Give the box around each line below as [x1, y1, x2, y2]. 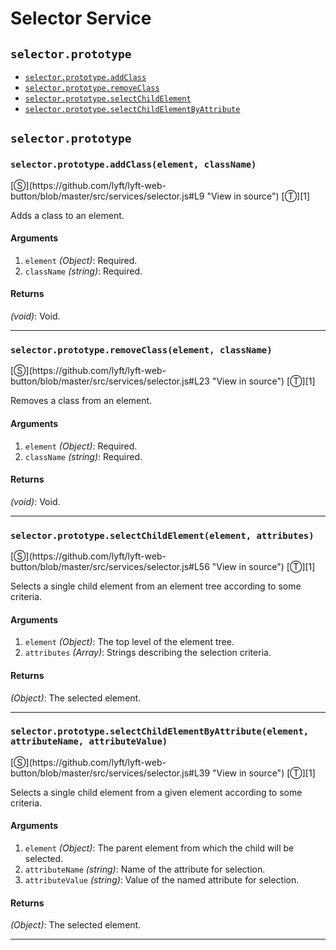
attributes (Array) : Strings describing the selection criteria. [24, 647, 272, 659]
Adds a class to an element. [10, 209, 125, 221]
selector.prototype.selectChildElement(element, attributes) [10, 530, 315, 541]
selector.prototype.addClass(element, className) [10, 159, 257, 171]
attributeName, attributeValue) [10, 736, 168, 747]
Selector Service [10, 7, 152, 30]
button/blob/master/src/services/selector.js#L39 [10, 767, 211, 779]
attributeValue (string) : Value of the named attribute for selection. [24, 874, 300, 886]
